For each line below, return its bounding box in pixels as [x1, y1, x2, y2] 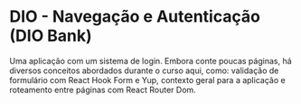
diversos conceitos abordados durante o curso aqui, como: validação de [9, 65, 279, 76]
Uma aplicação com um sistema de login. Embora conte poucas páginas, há [9, 55, 292, 66]
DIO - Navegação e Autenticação [9, 6, 260, 27]
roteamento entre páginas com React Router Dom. [9, 84, 196, 95]
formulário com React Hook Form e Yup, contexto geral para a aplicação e [9, 74, 287, 85]
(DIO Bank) [9, 25, 92, 46]
